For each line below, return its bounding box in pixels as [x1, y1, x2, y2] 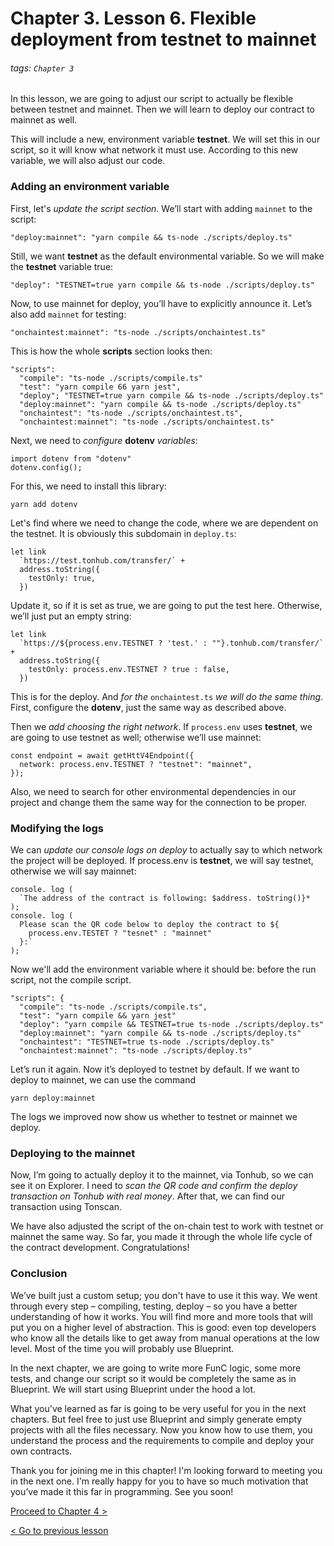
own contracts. [10, 1445, 73, 1457]
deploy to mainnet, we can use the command [10, 1073, 197, 1086]
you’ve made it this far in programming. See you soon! [10, 1485, 234, 1497]
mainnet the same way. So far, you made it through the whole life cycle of [10, 1231, 313, 1243]
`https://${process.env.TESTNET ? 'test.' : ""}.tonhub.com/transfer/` [19, 638, 325, 648]
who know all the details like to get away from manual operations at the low [10, 1332, 320, 1344]
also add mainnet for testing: [10, 308, 127, 320]
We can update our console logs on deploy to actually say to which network [10, 843, 323, 856]
